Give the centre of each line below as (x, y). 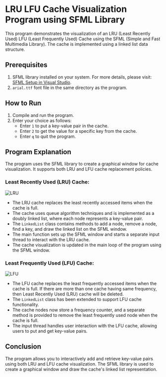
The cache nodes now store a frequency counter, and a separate (79, 310)
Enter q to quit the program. (48, 136)
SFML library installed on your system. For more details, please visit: (82, 77)
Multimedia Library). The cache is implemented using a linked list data (77, 44)
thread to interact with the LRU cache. (51, 239)
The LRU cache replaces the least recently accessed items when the (82, 202)
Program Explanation (38, 152)
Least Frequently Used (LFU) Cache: (50, 263)
